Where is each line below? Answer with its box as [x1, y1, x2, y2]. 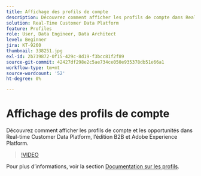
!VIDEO [20, 151, 39, 159]
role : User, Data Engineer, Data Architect [6, 31, 117, 37]
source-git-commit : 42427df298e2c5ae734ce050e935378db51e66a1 [6, 59, 165, 65]
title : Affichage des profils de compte [6, 8, 109, 15]
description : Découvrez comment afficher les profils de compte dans [6, 14, 184, 20]
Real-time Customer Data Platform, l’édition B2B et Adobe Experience [6, 133, 178, 141]
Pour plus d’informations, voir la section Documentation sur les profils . [6, 163, 179, 170]
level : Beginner [6, 37, 47, 43]
